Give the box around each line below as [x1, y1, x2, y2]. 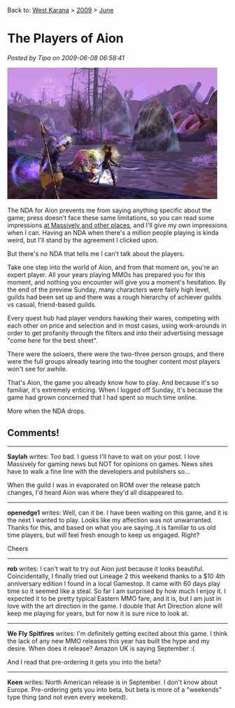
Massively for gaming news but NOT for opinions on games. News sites [7, 459, 213, 468]
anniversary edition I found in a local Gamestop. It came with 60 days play [7, 579, 220, 587]
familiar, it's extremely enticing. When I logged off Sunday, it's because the [7, 386, 223, 394]
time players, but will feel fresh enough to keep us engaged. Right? [7, 531, 200, 539]
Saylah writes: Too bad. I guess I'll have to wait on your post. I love [7, 452, 200, 461]
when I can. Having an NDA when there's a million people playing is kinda [7, 228, 219, 237]
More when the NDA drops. [7, 407, 86, 415]
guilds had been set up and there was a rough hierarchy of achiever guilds [7, 292, 222, 301]
